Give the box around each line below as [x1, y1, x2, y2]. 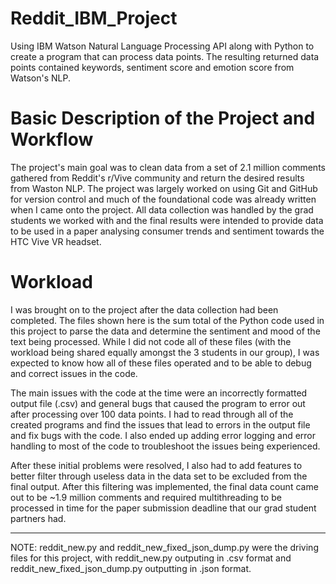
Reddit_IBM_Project [10, 7, 178, 30]
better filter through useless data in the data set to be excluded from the [10, 470, 308, 482]
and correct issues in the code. [10, 367, 138, 379]
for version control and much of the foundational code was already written [10, 193, 317, 205]
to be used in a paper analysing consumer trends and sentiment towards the [10, 225, 325, 237]
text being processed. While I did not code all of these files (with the [10, 335, 292, 347]
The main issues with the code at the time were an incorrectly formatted [10, 387, 308, 399]
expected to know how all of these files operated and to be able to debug [10, 357, 312, 369]
